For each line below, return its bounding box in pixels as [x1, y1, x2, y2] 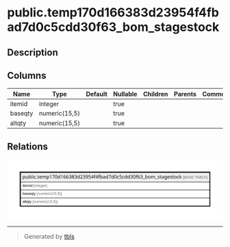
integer [38, 100, 60, 108]
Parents [173, 90, 197, 98]
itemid [10, 100, 28, 108]
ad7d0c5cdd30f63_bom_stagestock [7, 19, 220, 35]
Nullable [112, 90, 138, 98]
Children [142, 90, 168, 98]
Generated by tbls [23, 233, 75, 241]
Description [7, 47, 58, 58]
